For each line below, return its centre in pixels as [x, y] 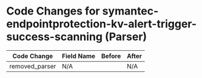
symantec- [130, 11]
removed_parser [33, 66]
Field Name [79, 56]
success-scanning [55, 37]
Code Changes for [53, 11]
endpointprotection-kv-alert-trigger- [102, 24]
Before [111, 56]
